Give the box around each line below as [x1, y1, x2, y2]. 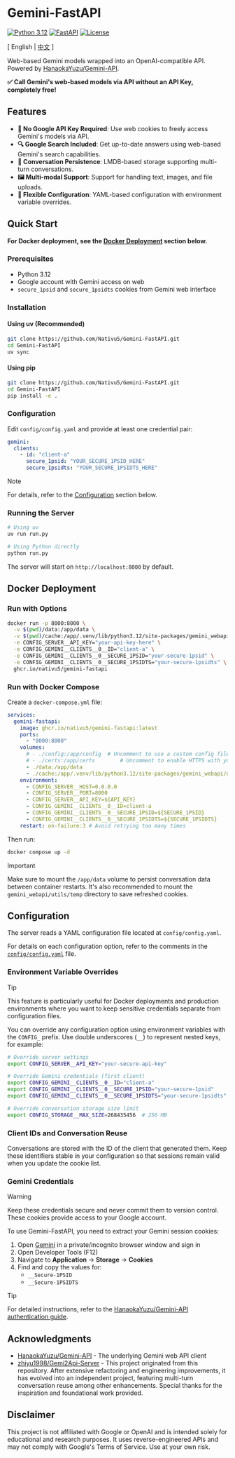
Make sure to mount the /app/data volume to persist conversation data [7, 875, 211, 883]
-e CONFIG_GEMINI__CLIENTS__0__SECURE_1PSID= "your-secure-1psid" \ [13, 652, 215, 659]
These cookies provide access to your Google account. [7, 1213, 166, 1222]
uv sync [7, 349, 30, 356]
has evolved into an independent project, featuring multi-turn [17, 1374, 194, 1382]
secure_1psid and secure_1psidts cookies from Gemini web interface [17, 285, 217, 293]
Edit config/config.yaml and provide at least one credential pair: [7, 424, 193, 433]
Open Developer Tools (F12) [17, 1248, 99, 1257]
